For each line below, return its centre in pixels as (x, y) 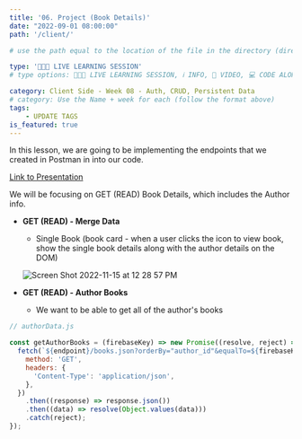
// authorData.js (42, 327)
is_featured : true (44, 125)
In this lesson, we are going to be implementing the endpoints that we (138, 150)
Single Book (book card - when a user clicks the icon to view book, (160, 239)
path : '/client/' (42, 34)
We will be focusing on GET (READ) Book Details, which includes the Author (150, 195)
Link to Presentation (46, 177)
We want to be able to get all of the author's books (129, 310)
